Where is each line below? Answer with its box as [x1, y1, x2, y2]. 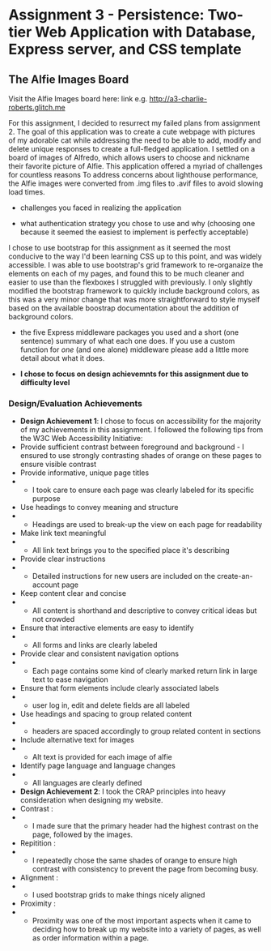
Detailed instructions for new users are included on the [32, 572, 216, 581]
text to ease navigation [32, 675, 109, 684]
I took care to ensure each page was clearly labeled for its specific [32, 485, 255, 495]
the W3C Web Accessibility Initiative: [19, 434, 143, 443]
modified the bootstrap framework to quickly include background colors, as [8, 286, 260, 295]
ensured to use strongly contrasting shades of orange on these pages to [19, 451, 262, 461]
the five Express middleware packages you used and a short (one [19, 328, 239, 337]
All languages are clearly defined [32, 778, 142, 788]
